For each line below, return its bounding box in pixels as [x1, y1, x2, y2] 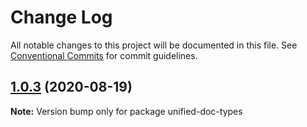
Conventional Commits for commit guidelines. [10, 49, 198, 61]
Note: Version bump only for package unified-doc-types [10, 105, 243, 117]
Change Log [10, 6, 113, 29]
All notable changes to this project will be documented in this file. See [10, 39, 298, 51]
